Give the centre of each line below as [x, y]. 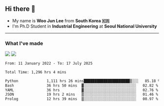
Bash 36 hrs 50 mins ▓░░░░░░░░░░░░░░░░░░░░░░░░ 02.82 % [82, 86]
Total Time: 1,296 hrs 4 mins [36, 72]
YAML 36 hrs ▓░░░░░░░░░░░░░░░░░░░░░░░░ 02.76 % [82, 90]
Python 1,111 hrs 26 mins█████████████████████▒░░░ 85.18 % [83, 81]
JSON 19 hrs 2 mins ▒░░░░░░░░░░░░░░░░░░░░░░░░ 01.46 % [82, 95]
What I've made [24, 43]
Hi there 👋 [20, 9]
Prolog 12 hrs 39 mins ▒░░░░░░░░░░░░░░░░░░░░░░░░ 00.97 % [82, 99]
